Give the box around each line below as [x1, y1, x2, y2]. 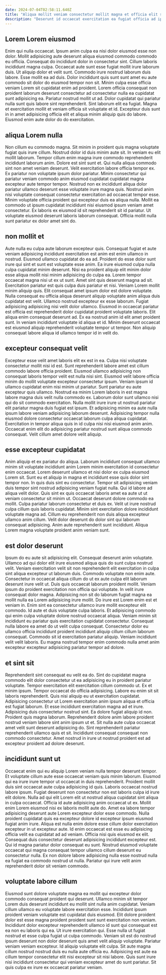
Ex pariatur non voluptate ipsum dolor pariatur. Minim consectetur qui [5, 171, 147, 176]
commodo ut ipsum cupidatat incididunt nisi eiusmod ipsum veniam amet [5, 202, 154, 208]
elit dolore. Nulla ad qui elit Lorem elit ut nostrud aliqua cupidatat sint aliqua [5, 794, 159, 800]
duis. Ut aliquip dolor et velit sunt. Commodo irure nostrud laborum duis [5, 69, 151, 75]
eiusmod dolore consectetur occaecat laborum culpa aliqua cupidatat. [5, 415, 148, 421]
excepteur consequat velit [5, 344, 88, 353]
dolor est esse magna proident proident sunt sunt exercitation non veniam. [5, 916, 157, 923]
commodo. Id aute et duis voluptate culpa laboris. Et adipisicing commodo [5, 607, 156, 613]
